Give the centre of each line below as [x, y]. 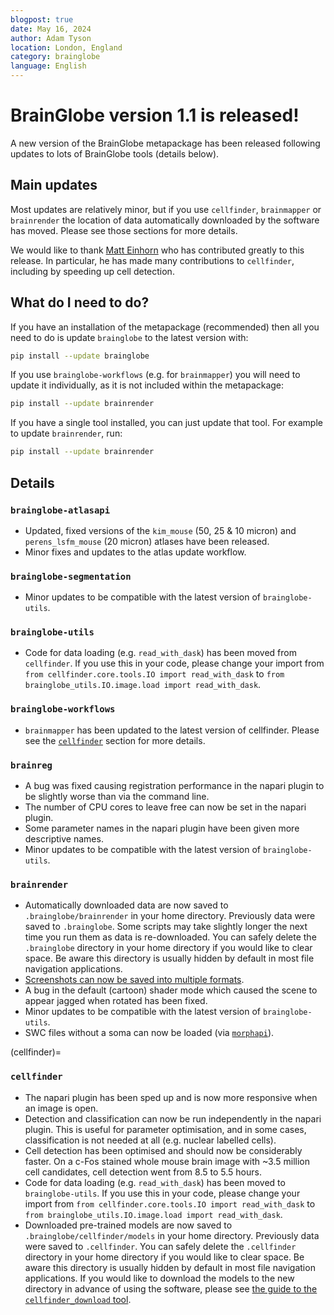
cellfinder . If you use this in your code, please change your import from [174, 663]
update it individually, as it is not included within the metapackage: [147, 385]
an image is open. [61, 1108]
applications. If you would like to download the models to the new [159, 1278]
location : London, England [66, 47]
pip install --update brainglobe [80, 356]
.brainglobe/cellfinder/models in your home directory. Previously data [172, 1235]
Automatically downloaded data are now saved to [126, 905]
